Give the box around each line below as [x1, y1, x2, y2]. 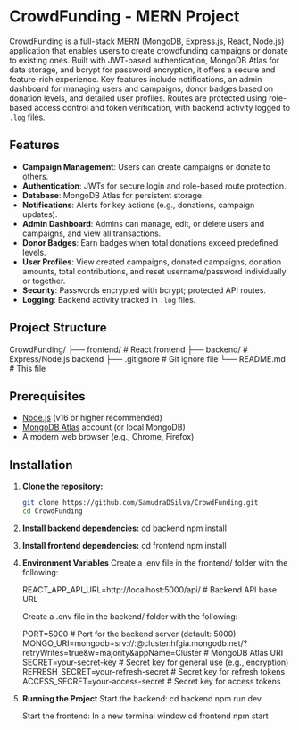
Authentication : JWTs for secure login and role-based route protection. [21, 180, 287, 191]
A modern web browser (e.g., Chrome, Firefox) [21, 432, 195, 442]
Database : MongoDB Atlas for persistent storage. [21, 189, 204, 200]
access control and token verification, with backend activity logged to [34, 102, 291, 113]
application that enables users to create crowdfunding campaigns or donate [9, 45, 288, 55]
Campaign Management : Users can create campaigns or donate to [21, 161, 270, 172]
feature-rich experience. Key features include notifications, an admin [9, 73, 262, 84]
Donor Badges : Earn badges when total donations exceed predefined [21, 237, 278, 248]
